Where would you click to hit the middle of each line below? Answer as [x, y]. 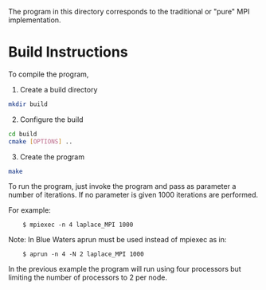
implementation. [35, 20]
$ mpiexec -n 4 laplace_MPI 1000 [78, 225]
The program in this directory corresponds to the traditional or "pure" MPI [129, 12]
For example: [30, 210]
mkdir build [28, 104]
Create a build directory [59, 89]
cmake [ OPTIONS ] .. [41, 141]
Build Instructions [68, 52]
